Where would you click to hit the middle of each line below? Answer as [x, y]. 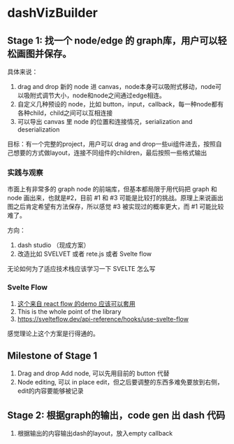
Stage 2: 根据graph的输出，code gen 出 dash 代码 [116, 415]
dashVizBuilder [52, 13]
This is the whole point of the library [69, 311]
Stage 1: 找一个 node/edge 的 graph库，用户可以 [112, 40]
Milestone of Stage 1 [52, 355]
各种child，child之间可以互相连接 [65, 113]
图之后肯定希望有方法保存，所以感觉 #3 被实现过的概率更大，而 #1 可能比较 [116, 207]
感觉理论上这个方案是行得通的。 [53, 333]
